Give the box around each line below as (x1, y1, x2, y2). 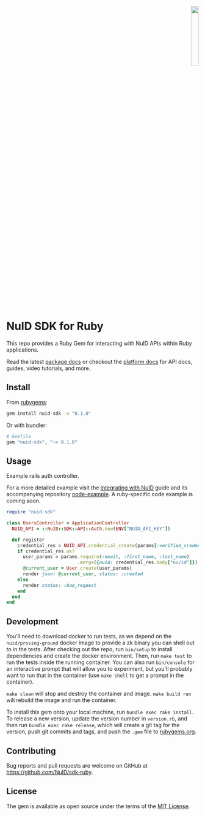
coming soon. (6, 497, 41, 505)
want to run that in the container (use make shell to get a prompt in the (6, 671, 184, 679)
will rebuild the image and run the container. (6, 697, 117, 704)
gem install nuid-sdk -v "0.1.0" (6, 410, 92, 417)
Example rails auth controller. (6, 472, 79, 480)
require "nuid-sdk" (6, 509, 56, 515)
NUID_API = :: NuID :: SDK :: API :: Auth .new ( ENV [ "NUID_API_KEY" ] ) (12, 526, 171, 532)
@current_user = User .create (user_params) (22, 565, 132, 572)
